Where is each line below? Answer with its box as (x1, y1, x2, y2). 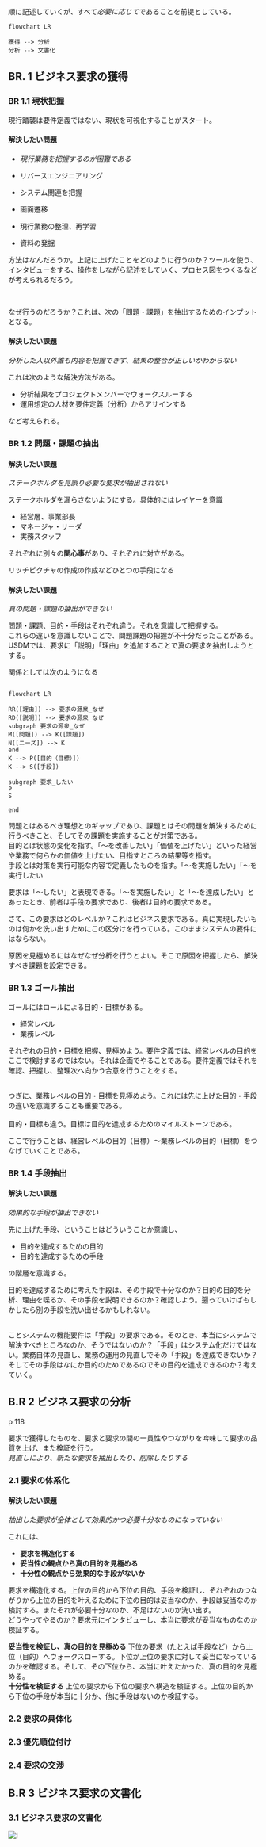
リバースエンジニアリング (19, 170, 104, 180)
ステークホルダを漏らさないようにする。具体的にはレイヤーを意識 (8, 495, 223, 505)
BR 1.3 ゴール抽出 (8, 982, 75, 993)
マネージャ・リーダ (19, 522, 82, 531)
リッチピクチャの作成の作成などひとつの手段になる (8, 565, 174, 575)
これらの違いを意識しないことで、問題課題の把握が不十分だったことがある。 (8, 631, 258, 641)
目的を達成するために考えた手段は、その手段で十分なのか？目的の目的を (8, 1285, 244, 1294)
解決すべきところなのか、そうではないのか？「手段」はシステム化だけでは (8, 1340, 251, 1349)
